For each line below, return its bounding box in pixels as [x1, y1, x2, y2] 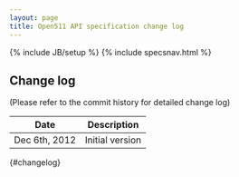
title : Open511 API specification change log [9, 22, 184, 31]
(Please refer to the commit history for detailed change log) [9, 97, 231, 108]
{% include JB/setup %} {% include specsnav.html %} [9, 46, 212, 57]
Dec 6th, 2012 [14, 133, 77, 146]
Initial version [84, 133, 142, 146]
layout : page [9, 13, 59, 23]
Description [87, 119, 139, 132]
